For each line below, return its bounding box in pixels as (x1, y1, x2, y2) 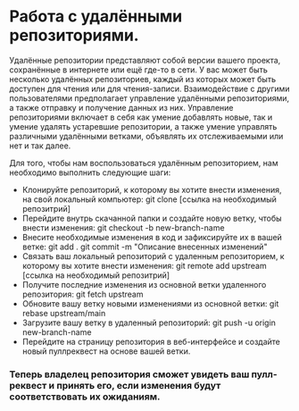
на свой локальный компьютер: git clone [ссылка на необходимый (21, 194, 277, 205)
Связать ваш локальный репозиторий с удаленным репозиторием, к (21, 250, 285, 261)
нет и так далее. (9, 140, 71, 151)
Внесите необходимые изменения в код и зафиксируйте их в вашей (21, 231, 283, 242)
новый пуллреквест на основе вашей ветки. (21, 346, 191, 356)
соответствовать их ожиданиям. (9, 390, 161, 403)
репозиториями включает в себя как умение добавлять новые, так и (9, 112, 273, 122)
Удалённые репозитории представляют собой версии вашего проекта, (9, 55, 281, 65)
